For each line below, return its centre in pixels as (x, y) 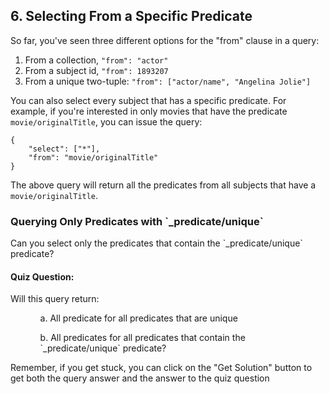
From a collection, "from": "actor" (96, 60)
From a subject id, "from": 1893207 (96, 70)
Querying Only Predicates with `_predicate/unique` (137, 221)
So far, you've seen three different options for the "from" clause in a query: (165, 40)
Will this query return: (55, 299)
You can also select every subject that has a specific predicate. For (148, 100)
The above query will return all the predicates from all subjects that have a (163, 185)
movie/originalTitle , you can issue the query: (106, 121)
